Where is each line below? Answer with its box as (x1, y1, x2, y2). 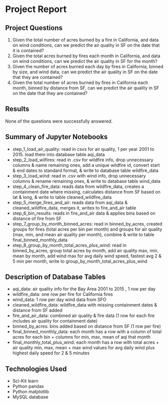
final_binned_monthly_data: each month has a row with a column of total (12, 329, 162, 335)
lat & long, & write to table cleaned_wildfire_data (12, 194, 112, 200)
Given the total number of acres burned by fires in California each (12, 79, 148, 85)
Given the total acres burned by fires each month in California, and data (12, 53, 160, 59)
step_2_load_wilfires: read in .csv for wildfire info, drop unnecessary (12, 157, 154, 163)
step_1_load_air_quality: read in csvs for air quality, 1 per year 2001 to (12, 146, 154, 152)
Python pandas (12, 383, 44, 389)
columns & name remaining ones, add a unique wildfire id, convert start (12, 162, 160, 168)
